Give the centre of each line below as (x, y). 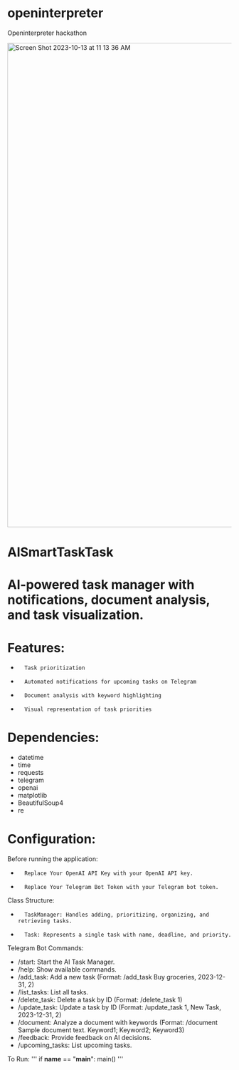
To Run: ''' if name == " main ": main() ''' (65, 1059)
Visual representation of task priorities (88, 710)
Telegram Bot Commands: (46, 948)
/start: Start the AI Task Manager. (66, 962)
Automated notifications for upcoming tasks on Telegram (111, 682)
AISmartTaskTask (60, 552)
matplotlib (32, 796)
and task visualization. (76, 615)
